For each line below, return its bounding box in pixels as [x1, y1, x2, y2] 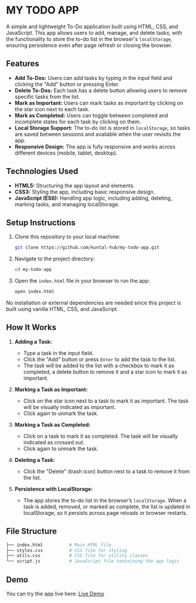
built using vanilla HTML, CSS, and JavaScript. [6, 306, 119, 312]
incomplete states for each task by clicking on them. [14, 118, 141, 125]
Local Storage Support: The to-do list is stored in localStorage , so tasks [14, 124, 191, 131]
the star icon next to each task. [14, 105, 90, 112]
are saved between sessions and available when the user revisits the [14, 130, 181, 138]
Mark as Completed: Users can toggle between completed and [14, 112, 168, 119]
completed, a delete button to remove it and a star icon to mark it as [23, 368, 188, 375]
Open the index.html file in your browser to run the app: [14, 277, 150, 284]
